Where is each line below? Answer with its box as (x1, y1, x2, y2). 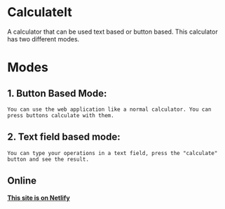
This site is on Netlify (7, 194, 70, 202)
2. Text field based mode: (7, 131, 121, 143)
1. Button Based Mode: (7, 87, 107, 99)
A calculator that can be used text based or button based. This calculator (7, 27, 219, 36)
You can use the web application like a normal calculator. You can (7, 106, 212, 113)
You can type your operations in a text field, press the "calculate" (7, 149, 218, 156)
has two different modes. (7, 34, 80, 43)
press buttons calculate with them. (7, 112, 114, 119)
